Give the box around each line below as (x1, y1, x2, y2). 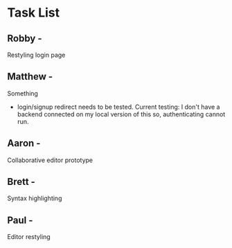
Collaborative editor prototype (7, 156, 93, 164)
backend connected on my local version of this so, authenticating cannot (17, 109, 226, 118)
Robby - (7, 33, 42, 44)
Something (7, 89, 38, 98)
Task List (7, 5, 60, 21)
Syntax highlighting (7, 194, 62, 202)
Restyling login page (7, 51, 66, 59)
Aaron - (7, 137, 41, 150)
